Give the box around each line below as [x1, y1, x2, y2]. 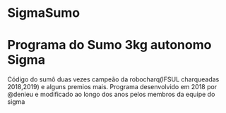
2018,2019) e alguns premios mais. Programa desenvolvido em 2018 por [7, 83, 218, 91]
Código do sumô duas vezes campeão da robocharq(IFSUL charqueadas [7, 75, 220, 84]
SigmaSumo [7, 5, 80, 21]
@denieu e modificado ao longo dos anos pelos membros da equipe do [7, 90, 215, 99]
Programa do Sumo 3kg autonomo [7, 37, 212, 53]
